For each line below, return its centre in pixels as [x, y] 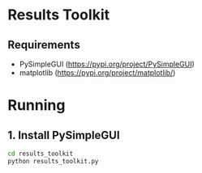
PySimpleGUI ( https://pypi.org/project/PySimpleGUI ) [107, 64]
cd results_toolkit [41, 154]
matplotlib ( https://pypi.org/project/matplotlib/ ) [97, 73]
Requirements [44, 45]
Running [37, 105]
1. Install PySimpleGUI [64, 135]
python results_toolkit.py [53, 161]
